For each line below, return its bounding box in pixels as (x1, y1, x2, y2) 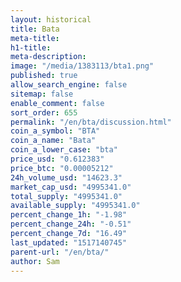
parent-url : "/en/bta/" (10, 247, 110, 257)
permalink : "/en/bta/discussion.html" (10, 117, 172, 127)
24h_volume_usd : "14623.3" (10, 172, 123, 183)
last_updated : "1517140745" (10, 237, 128, 248)
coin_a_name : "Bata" (10, 136, 97, 146)
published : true (10, 71, 78, 81)
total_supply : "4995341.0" (10, 191, 123, 201)
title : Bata (10, 24, 60, 34)
